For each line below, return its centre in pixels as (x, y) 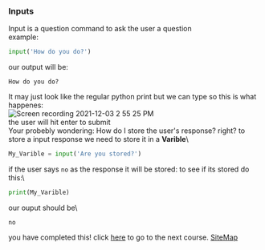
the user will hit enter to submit (59, 123)
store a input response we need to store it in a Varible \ (98, 139)
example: (23, 37)
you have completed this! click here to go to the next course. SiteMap (123, 237)
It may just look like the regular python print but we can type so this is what (132, 97)
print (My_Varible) (39, 193)
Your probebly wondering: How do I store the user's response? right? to (127, 131)
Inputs (21, 11)
